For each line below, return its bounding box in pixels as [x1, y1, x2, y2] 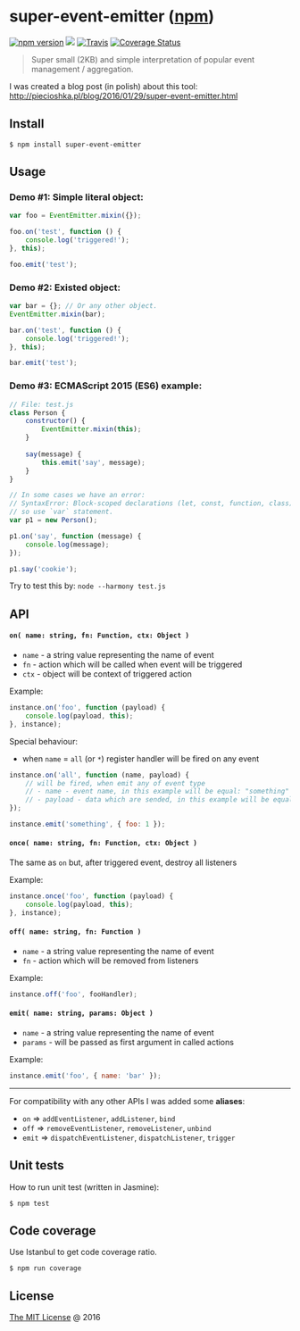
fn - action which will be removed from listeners [21, 955, 199, 966]
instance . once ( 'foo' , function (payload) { [9, 892, 174, 901]
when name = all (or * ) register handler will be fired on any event [21, 753, 260, 764]
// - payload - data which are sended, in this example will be [25, 795, 270, 804]
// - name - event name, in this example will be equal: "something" [25, 787, 290, 796]
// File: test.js [9, 400, 74, 409]
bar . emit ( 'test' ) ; [9, 359, 78, 368]
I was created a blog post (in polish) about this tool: [9, 80, 198, 91]
